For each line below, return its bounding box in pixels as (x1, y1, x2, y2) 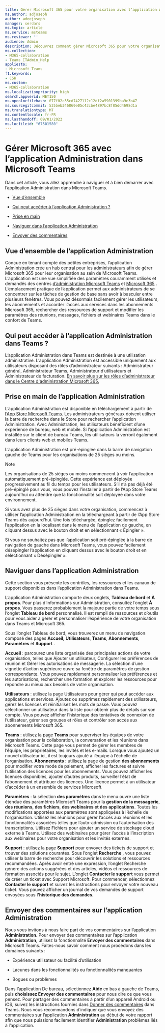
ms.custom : (5, 80, 27, 85)
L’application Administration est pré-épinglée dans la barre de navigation (5, 446, 152, 452)
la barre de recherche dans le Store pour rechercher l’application (5, 416, 137, 422)
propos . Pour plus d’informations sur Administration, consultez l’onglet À (5, 600, 153, 605)
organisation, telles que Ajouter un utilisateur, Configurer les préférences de (5, 655, 159, 661)
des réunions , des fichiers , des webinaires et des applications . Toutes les (5, 804, 158, 810)
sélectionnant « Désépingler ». (5, 552, 67, 558)
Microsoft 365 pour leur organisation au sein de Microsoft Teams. (5, 270, 138, 276)
